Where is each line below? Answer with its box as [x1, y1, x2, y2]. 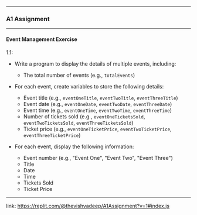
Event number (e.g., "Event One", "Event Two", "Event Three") [23, 154, 173, 161]
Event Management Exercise [6, 36, 77, 43]
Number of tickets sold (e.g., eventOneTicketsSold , [23, 112, 145, 120]
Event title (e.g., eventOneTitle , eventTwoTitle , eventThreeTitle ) [23, 94, 178, 101]
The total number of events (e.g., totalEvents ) [23, 71, 135, 79]
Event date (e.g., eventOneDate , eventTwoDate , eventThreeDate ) [23, 100, 172, 107]
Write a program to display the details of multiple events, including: [14, 60, 176, 67]
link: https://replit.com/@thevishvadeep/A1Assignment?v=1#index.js [6, 202, 170, 209]
